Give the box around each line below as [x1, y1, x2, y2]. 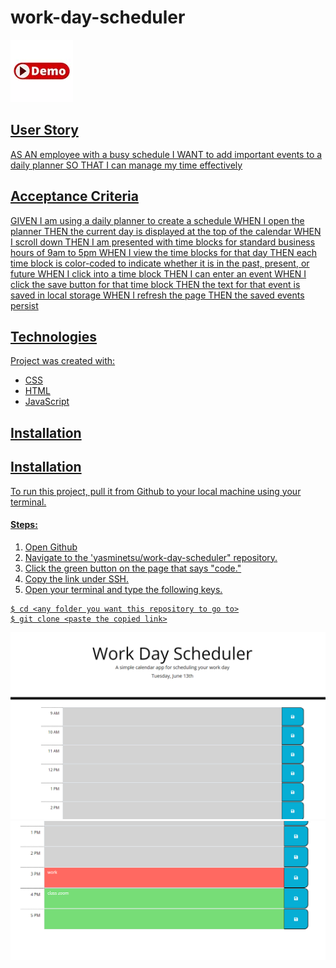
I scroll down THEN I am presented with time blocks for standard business [10, 236, 316, 248]
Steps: [10, 519, 38, 531]
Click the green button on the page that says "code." [24, 562, 242, 574]
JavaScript [24, 396, 70, 408]
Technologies [10, 328, 98, 345]
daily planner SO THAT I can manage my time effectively [10, 159, 243, 171]
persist [10, 299, 39, 311]
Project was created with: [10, 355, 116, 367]
